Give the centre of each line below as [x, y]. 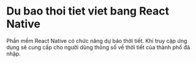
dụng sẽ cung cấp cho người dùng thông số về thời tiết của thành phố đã [98, 47]
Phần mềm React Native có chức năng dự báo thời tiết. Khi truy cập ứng [97, 41]
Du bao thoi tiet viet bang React [88, 11]
